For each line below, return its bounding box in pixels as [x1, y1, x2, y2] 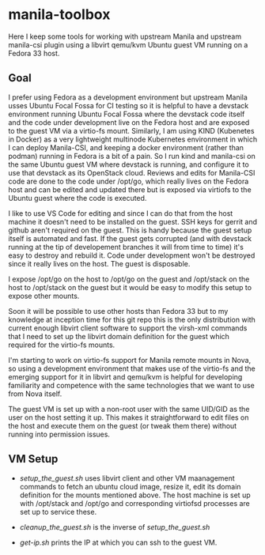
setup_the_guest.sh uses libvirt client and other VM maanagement [19, 473, 235, 483]
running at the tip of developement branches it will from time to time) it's [8, 242, 244, 251]
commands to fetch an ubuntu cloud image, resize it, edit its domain [19, 481, 241, 491]
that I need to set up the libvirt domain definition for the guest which [8, 331, 229, 341]
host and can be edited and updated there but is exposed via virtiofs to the [8, 184, 252, 194]
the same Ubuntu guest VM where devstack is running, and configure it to [8, 160, 249, 169]
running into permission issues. [8, 429, 111, 439]
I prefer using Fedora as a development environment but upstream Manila [8, 92, 248, 102]
